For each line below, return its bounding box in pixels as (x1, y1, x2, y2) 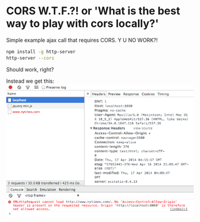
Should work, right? (6, 65, 54, 73)
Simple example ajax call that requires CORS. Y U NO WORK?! (6, 36, 158, 43)
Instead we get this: (6, 77, 55, 85)
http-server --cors (6, 55, 55, 61)
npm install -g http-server (6, 49, 76, 55)
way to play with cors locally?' (6, 17, 159, 30)
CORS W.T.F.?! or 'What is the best (6, 4, 180, 18)
